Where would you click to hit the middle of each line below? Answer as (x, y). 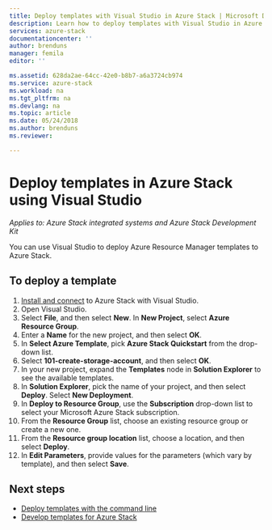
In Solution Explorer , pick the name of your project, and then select (133, 386)
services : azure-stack (47, 31)
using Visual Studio (75, 200)
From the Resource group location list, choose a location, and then (133, 438)
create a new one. (51, 429)
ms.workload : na (36, 91)
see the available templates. (67, 378)
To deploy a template (63, 281)
